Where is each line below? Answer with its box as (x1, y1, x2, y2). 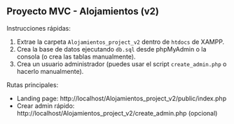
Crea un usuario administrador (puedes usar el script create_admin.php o (16, 59, 227, 68)
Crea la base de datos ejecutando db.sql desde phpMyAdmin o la (16, 45, 207, 53)
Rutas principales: (6, 80, 59, 89)
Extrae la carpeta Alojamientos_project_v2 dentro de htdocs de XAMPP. (16, 38, 225, 46)
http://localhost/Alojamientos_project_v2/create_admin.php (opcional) (16, 109, 218, 117)
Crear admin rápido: (16, 101, 75, 110)
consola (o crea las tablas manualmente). (16, 52, 136, 61)
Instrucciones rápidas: (6, 24, 71, 32)
